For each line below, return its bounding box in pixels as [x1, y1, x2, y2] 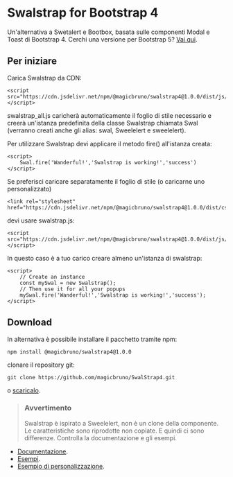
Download [7, 317, 52, 329]
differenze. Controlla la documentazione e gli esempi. [24, 433, 177, 442]
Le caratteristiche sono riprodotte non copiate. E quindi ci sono [24, 426, 205, 435]
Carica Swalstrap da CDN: [7, 73, 82, 82]
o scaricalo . [7, 386, 41, 394]
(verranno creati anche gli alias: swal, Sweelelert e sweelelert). [7, 126, 187, 135]
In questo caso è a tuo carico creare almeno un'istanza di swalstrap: [7, 254, 202, 262]
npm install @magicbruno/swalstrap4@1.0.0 [7, 348, 132, 355]
